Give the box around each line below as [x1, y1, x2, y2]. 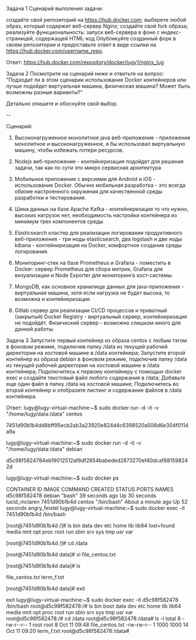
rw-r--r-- [6, 621, 28, 628]
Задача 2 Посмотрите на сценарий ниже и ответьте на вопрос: [6, 70, 165, 77]
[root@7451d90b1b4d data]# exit [6, 585, 85, 592]
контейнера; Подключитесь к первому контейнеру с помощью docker [6, 368, 183, 375]
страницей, [6, 35, 35, 42]
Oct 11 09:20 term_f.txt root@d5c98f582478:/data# [6, 628, 130, 634]
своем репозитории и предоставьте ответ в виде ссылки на [6, 41, 157, 48]
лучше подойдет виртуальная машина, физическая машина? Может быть [6, 83, 191, 90]
